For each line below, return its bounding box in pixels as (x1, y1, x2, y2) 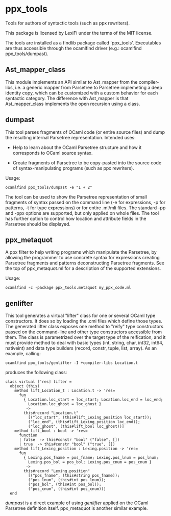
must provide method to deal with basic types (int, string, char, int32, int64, (5, 340, 164, 346)
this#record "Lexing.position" (23, 469, 90, 474)
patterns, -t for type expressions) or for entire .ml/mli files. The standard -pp (5, 205, 166, 211)
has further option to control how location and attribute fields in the (5, 215, 146, 222)
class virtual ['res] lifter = (5, 379, 72, 384)
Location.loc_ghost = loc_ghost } (28, 402, 102, 407)
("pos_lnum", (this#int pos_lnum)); (28, 478, 106, 483)
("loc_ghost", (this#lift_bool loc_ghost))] (28, 424, 125, 429)
